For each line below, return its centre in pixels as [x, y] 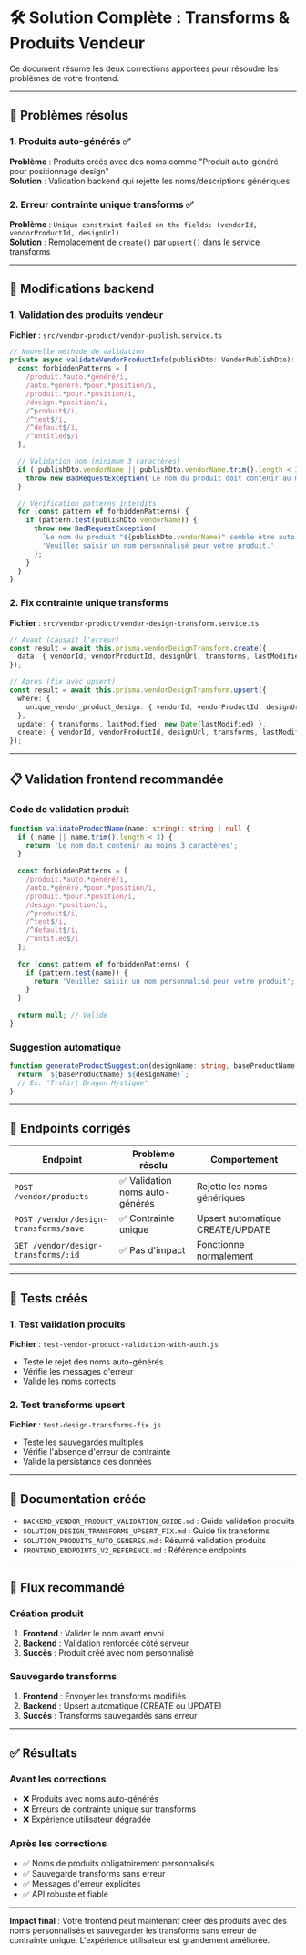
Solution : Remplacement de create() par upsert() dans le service [135, 242]
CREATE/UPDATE [234, 1230]
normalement [225, 1256]
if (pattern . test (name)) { [77, 973]
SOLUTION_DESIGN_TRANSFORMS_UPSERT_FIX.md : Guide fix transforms [146, 1531]
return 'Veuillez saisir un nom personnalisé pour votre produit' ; [164, 981]
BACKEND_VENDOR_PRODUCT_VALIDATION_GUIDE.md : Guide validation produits [158, 1521]
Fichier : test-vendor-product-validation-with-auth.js [114, 1344]
